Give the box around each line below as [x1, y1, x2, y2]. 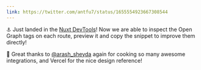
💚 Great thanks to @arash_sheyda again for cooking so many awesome [6, 50, 186, 58]
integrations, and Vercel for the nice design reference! [6, 57, 142, 64]
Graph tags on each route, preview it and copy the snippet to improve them [6, 32, 196, 40]
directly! [6, 38, 27, 46]
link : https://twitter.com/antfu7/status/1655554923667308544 [6, 9, 168, 15]
